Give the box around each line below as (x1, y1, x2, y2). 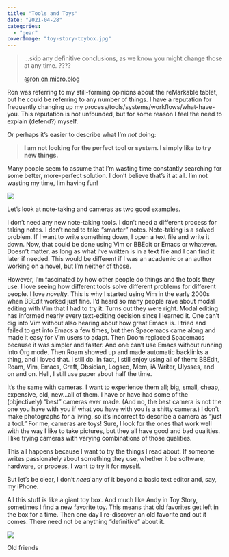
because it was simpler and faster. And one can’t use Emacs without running (7, 341, 223, 349)
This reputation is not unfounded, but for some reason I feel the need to (21, 110, 222, 119)
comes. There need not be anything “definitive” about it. (7, 518, 165, 526)
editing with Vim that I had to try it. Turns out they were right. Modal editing (7, 304, 219, 312)
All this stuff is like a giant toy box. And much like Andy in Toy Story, (7, 496, 198, 504)
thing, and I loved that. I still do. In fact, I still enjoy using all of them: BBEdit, (7, 356, 220, 364)
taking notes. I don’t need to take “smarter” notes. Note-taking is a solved (7, 225, 215, 234)
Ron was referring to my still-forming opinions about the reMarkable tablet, (7, 88, 218, 97)
